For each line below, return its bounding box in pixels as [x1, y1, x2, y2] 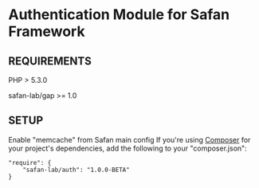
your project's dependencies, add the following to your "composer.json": [8, 143, 247, 153]
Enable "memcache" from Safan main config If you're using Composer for [8, 135, 251, 144]
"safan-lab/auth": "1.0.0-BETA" [22, 166, 130, 174]
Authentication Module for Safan [8, 6, 230, 24]
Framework [8, 22, 85, 41]
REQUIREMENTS [8, 54, 92, 68]
